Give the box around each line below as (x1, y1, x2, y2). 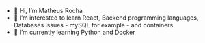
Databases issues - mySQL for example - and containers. (13, 21, 176, 29)
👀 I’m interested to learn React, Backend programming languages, (13, 14, 199, 22)
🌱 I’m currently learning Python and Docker (13, 28, 135, 36)
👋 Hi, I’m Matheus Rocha (13, 7, 83, 14)
